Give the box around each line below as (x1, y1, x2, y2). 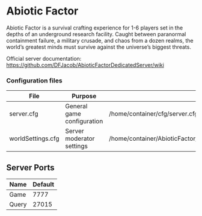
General (65, 102, 88, 111)
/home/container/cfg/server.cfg (109, 110, 198, 118)
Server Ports (6, 162, 55, 173)
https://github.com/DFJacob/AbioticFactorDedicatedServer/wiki (6, 61, 164, 69)
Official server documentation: (6, 55, 82, 62)
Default (32, 181, 55, 189)
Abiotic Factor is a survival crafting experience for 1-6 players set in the (6, 24, 183, 31)
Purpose (72, 92, 97, 100)
